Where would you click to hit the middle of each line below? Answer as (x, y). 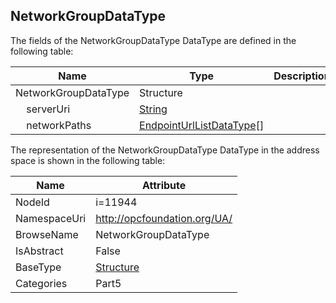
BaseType (38, 267)
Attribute (164, 185)
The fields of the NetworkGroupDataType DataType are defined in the (153, 40)
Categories (41, 283)
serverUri (48, 109)
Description (302, 76)
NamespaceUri (51, 218)
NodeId (32, 202)
